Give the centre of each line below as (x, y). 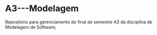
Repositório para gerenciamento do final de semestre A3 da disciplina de (79, 22)
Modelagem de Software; (31, 27)
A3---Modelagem (42, 9)
